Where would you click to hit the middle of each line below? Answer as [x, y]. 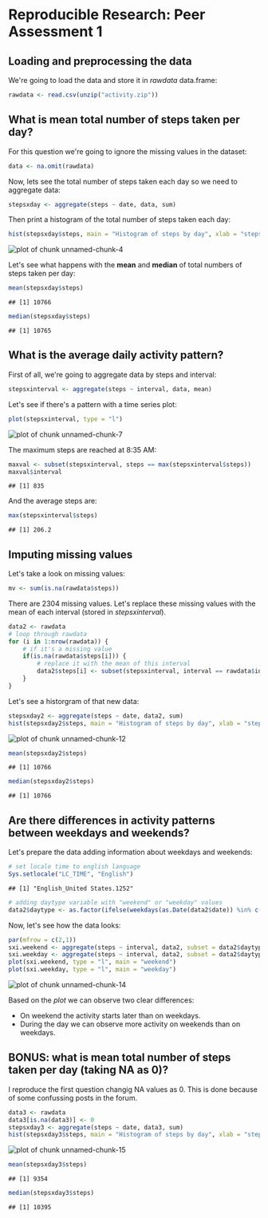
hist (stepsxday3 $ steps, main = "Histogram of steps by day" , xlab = [124, 1135]
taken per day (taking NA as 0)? [89, 1070]
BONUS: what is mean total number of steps [120, 1058]
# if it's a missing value [67, 649]
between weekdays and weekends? [99, 833]
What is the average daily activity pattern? [116, 356]
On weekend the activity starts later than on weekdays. [110, 1016]
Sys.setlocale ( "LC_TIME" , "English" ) [71, 874]
